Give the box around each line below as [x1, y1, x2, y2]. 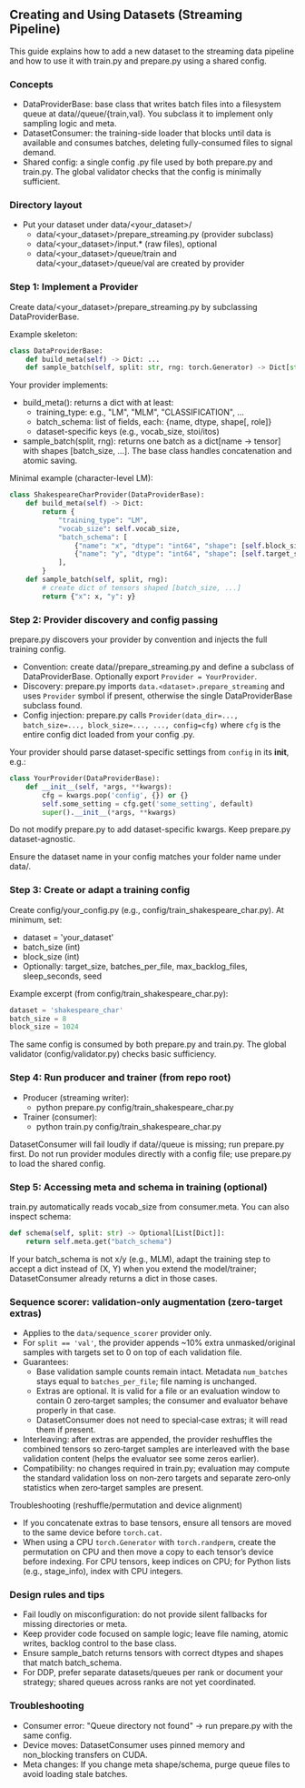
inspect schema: [9, 1210, 72, 1221]
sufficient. [22, 176, 61, 187]
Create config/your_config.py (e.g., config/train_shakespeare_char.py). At [9, 904, 284, 915]
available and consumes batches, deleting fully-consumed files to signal [22, 137, 293, 148]
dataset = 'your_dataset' [22, 931, 114, 942]
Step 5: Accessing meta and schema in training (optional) [9, 1180, 268, 1193]
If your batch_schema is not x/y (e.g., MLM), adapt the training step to [9, 1253, 271, 1264]
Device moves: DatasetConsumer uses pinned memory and [22, 1739, 245, 1750]
